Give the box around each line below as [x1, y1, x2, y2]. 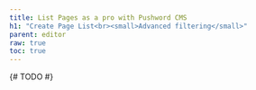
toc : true [9, 47, 47, 56]
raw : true [9, 38, 47, 48]
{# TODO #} [9, 71, 54, 82]
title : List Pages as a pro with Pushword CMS [9, 13, 187, 22]
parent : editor [9, 30, 67, 39]
